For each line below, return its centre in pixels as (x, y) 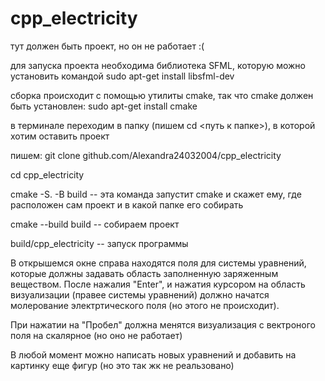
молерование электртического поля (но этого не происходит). (145, 305)
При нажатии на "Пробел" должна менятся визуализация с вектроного (163, 324)
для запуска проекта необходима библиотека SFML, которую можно (158, 65)
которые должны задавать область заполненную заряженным (144, 273)
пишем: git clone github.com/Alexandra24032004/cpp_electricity (146, 155)
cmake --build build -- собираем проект (95, 224)
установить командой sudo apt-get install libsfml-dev (122, 76)
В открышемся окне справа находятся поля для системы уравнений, (158, 263)
